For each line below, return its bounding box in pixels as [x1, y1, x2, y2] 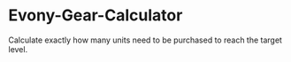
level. [8, 43, 28, 54]
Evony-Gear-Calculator [8, 5, 183, 26]
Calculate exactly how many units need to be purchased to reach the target [8, 35, 282, 45]
